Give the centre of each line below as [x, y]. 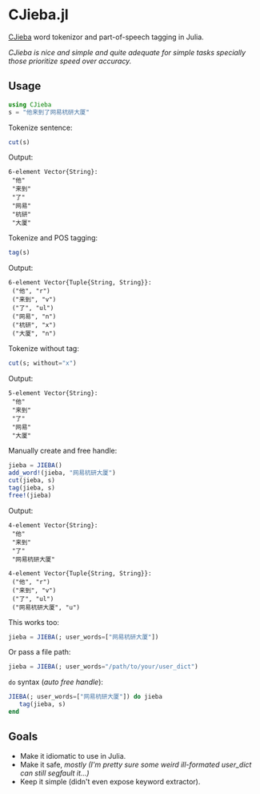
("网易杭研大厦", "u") [46, 607]
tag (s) [19, 253]
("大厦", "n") [34, 334]
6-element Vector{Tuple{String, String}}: [80, 283]
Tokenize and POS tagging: [53, 238]
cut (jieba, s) [32, 480]
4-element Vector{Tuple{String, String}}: [80, 573]
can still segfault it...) [54, 773]
